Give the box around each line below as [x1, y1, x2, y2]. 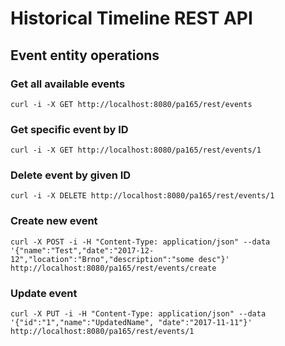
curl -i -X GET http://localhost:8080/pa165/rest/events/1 [10, 145, 262, 156]
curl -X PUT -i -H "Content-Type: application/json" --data [10, 309, 267, 319]
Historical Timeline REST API [10, 7, 253, 30]
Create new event [10, 214, 98, 228]
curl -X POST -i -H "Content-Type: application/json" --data [10, 237, 271, 247]
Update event [10, 286, 78, 300]
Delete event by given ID [10, 168, 132, 182]
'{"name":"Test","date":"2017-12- [10, 245, 155, 256]
